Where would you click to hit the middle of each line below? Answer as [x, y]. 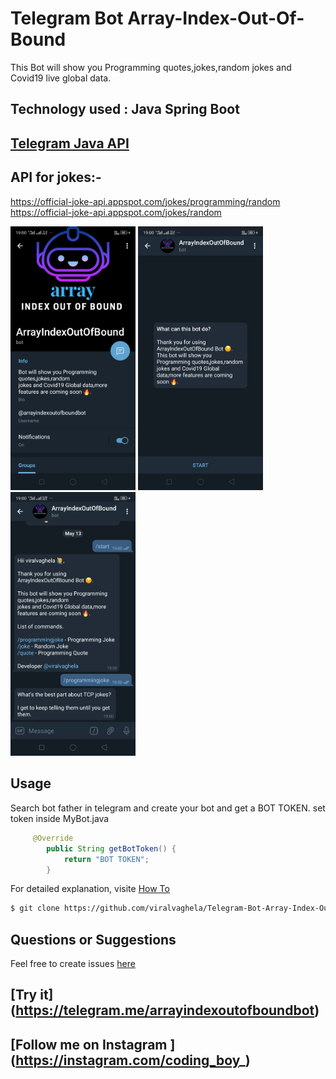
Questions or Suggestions [93, 939]
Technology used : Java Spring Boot [125, 109]
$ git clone [35, 908]
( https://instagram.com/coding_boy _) [130, 1060]
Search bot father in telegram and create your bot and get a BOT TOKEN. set [168, 808]
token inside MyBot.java [60, 818]
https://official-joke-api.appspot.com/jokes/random [116, 212]
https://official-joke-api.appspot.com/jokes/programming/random [145, 201]
